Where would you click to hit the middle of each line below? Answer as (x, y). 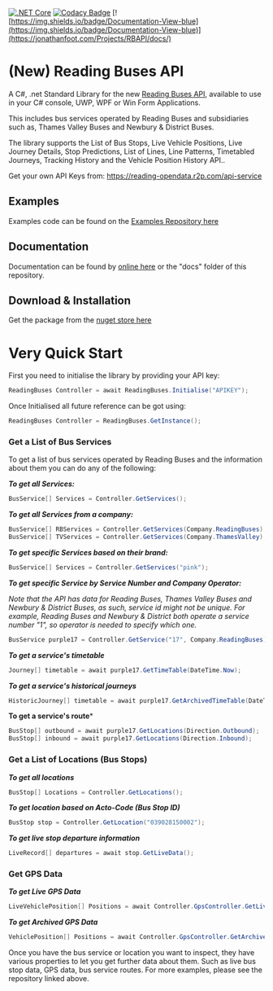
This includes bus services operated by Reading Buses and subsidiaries (129, 118)
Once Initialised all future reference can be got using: (97, 406)
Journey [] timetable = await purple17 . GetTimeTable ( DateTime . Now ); (125, 670)
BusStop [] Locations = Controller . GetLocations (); (96, 792)
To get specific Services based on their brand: (88, 552)
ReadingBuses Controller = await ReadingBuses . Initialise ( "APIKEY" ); (129, 391)
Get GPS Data (36, 874)
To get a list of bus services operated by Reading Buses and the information (135, 459)
